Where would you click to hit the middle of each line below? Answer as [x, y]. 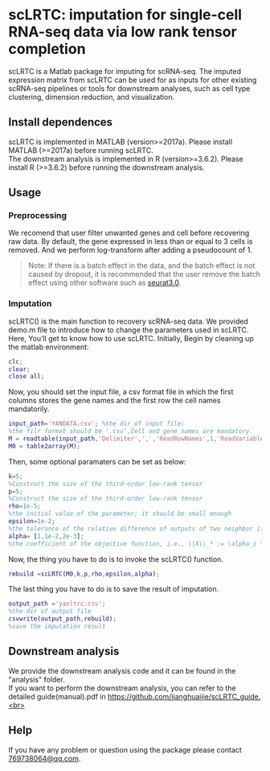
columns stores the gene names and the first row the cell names [115, 401]
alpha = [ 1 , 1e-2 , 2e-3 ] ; [46, 536]
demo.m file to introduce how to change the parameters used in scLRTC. [129, 330]
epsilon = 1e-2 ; [32, 522]
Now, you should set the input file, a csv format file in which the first [121, 392]
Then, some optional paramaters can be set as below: [97, 461]
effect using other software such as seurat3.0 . [104, 282]
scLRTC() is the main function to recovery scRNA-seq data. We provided [129, 321]
